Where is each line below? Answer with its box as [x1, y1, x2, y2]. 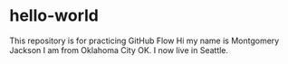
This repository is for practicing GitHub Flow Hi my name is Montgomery [9, 35, 280, 46]
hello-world [9, 5, 100, 26]
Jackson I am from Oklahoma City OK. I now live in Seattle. [9, 44, 229, 55]
